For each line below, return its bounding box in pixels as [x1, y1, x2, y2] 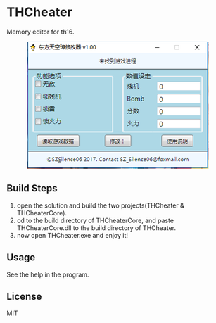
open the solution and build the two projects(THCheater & [16, 201, 184, 210]
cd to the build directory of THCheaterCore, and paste [16, 216, 174, 224]
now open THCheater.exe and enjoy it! [16, 231, 128, 239]
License [6, 290, 42, 303]
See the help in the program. [6, 270, 89, 279]
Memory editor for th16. [6, 27, 75, 36]
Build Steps [6, 182, 58, 194]
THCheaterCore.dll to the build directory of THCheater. [16, 223, 177, 232]
